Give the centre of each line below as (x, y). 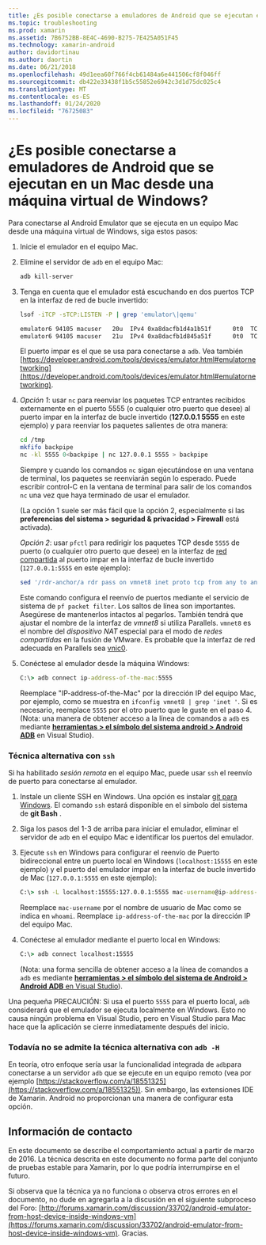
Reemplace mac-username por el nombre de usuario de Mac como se (130, 907)
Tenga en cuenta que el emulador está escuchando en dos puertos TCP (137, 291)
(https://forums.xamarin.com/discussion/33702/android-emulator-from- (126, 1224)
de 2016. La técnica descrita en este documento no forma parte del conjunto (133, 1159)
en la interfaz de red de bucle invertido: (84, 300)
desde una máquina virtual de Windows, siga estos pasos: (103, 231)
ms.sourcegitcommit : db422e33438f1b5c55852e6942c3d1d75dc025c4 (115, 82)
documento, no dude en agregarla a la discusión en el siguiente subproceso (132, 1199)
